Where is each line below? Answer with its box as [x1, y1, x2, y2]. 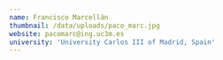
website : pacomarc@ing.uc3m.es [9, 29, 125, 38]
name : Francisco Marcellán [9, 12, 109, 22]
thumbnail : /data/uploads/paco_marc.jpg [9, 21, 161, 30]
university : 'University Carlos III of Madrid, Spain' [9, 37, 216, 47]
